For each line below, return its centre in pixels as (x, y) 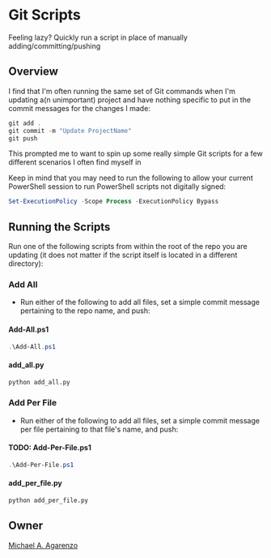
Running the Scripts (59, 227)
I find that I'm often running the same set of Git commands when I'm (122, 91)
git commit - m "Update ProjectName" (70, 131)
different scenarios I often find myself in (75, 162)
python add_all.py (39, 382)
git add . (25, 123)
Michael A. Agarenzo (43, 545)
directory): (26, 264)
